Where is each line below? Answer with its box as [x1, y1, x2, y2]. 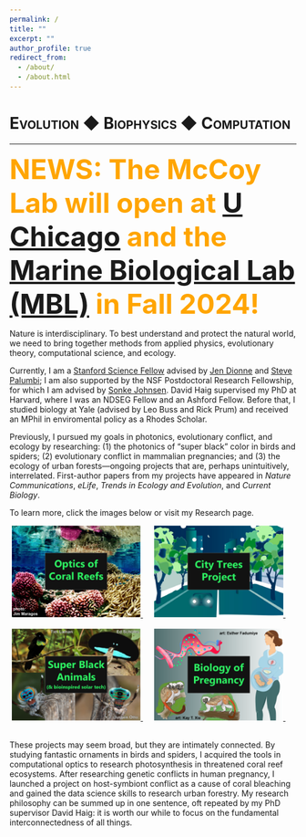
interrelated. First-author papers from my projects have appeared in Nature [9, 470, 291, 481]
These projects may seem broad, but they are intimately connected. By [9, 739, 276, 750]
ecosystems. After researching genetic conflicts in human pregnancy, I [9, 769, 275, 779]
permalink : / [9, 15, 59, 24]
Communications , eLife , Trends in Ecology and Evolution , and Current [9, 479, 271, 490]
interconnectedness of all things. [9, 817, 133, 828]
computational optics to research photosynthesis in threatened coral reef [9, 759, 284, 770]
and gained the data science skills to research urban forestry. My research [9, 788, 290, 799]
